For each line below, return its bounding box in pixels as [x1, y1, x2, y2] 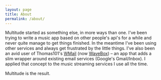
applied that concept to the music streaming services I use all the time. [5, 61, 148, 67]
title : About [5, 12, 32, 17]
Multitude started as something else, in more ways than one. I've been [5, 30, 147, 36]
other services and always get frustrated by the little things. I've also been [5, 45, 155, 52]
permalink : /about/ [5, 16, 45, 21]
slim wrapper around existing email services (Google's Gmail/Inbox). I [5, 56, 146, 62]
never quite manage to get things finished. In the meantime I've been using [5, 40, 157, 46]
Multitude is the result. [5, 71, 51, 77]
